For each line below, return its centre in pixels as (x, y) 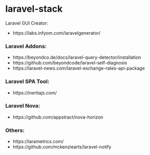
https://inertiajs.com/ (35, 93)
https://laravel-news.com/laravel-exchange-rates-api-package (79, 68)
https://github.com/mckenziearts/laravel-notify (62, 147)
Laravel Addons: (26, 46)
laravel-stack (34, 9)
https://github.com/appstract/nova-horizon (58, 117)
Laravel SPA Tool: (27, 81)
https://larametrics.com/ (38, 142)
